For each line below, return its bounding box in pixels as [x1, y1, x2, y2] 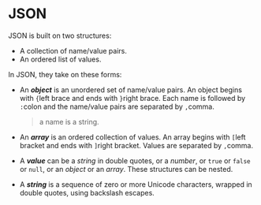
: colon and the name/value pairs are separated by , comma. [19, 102, 215, 111]
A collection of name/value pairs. [19, 46, 128, 55]
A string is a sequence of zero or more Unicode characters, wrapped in [19, 179, 252, 189]
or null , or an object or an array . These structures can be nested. [19, 164, 233, 173]
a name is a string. [39, 117, 100, 126]
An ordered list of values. [19, 54, 102, 64]
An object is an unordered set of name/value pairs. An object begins [19, 84, 243, 95]
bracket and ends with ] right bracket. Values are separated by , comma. [19, 140, 254, 150]
